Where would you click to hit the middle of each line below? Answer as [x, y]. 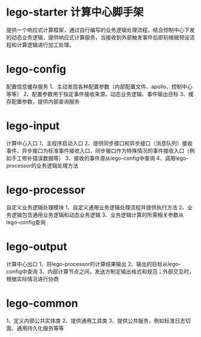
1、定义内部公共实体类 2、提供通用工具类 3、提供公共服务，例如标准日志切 [98, 320]
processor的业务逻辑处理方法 [42, 165]
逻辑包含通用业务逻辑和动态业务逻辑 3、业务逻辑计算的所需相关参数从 [98, 215]
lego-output [37, 247]
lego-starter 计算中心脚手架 [75, 12]
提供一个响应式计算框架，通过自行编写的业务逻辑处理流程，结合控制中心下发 [100, 30]
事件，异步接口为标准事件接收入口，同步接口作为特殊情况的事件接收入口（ [98, 150]
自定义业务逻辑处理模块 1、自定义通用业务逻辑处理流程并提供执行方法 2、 [97, 207]
